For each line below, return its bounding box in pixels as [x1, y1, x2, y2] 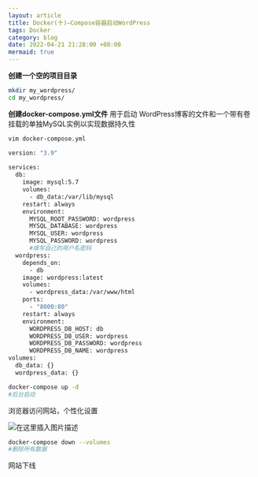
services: [8, 163, 41, 172]
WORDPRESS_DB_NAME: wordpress [28, 347, 128, 355]
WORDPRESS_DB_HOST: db [28, 325, 104, 333]
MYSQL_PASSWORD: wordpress [28, 237, 118, 245]
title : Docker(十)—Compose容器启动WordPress [8, 19, 151, 27]
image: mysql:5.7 [22, 178, 79, 186]
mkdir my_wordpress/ [8, 87, 76, 95]
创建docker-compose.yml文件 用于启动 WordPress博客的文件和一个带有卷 [8, 109, 251, 118]
